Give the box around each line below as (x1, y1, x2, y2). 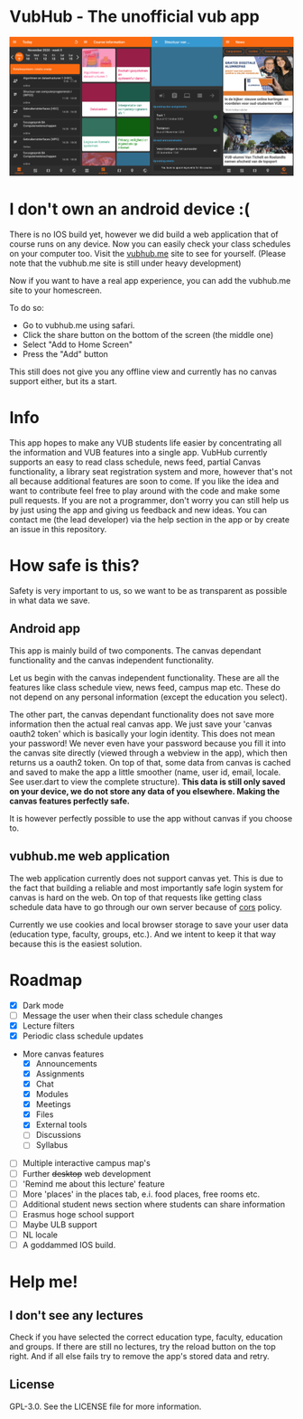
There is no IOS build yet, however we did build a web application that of (9, 229, 280, 240)
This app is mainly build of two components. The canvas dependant (9, 644, 262, 656)
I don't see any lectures (9, 1308, 144, 1323)
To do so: (9, 303, 44, 314)
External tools (35, 1119, 87, 1131)
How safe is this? (9, 556, 140, 576)
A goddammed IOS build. (22, 1239, 116, 1250)
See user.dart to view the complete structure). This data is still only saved (9, 775, 286, 787)
